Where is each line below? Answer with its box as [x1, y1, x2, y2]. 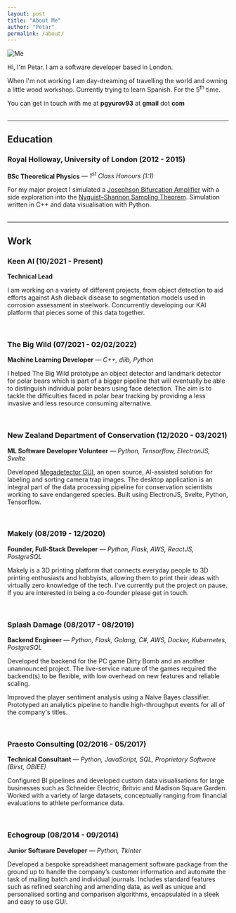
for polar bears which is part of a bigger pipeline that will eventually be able [7, 376, 226, 385]
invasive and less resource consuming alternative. [7, 399, 152, 408]
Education [7, 133, 53, 145]
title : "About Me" [7, 17, 61, 24]
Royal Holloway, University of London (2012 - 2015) [7, 154, 186, 164]
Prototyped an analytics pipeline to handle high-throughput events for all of [7, 701, 225, 709]
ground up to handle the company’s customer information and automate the [7, 867, 226, 876]
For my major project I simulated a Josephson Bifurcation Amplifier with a [7, 185, 220, 194]
